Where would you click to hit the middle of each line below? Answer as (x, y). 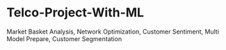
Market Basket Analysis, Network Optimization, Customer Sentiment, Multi (113, 32)
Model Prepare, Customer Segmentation (64, 38)
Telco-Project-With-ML (75, 13)
